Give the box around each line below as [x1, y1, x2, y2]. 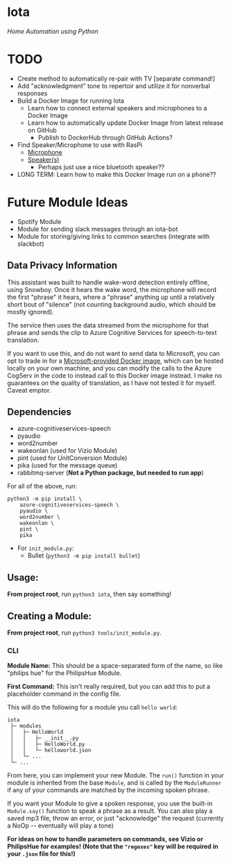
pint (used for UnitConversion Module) [17, 454, 128, 462]
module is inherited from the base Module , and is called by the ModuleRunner [7, 778, 222, 787]
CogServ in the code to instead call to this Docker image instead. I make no [7, 371, 222, 379]
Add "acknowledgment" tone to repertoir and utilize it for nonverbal [17, 81, 210, 90]
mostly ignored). [7, 307, 54, 316]
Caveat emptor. [7, 386, 51, 394]
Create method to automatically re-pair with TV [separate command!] [17, 74, 216, 83]
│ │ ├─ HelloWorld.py [10, 741, 85, 748]
